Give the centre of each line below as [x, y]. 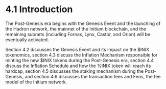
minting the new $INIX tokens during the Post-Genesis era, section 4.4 [80, 60]
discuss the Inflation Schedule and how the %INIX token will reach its [78, 66]
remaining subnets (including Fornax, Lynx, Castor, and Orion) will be [78, 34]
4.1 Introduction [39, 9]
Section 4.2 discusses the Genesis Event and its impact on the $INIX [77, 49]
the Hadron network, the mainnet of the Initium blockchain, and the [76, 28]
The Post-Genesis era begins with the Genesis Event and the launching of [83, 23]
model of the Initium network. [36, 82]
